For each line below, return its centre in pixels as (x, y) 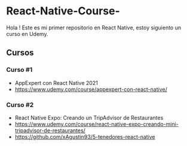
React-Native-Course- (63, 11)
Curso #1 (19, 70)
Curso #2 (20, 105)
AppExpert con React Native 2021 (56, 83)
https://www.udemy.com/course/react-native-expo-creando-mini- (97, 124)
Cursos (20, 53)
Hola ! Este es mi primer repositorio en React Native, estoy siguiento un (93, 28)
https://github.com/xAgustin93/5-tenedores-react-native (85, 136)
